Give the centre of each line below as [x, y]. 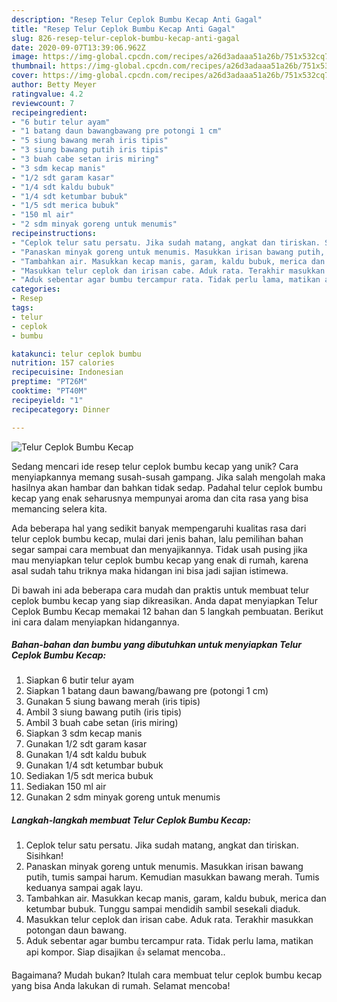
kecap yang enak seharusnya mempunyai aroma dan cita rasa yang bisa [160, 498]
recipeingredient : [49, 112]
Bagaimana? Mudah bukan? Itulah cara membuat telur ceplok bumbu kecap [167, 975]
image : [25, 57]
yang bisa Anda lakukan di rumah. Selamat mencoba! [121, 986]
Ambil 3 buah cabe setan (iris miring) [102, 723]
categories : [36, 289]
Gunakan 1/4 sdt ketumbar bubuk [94, 765]
